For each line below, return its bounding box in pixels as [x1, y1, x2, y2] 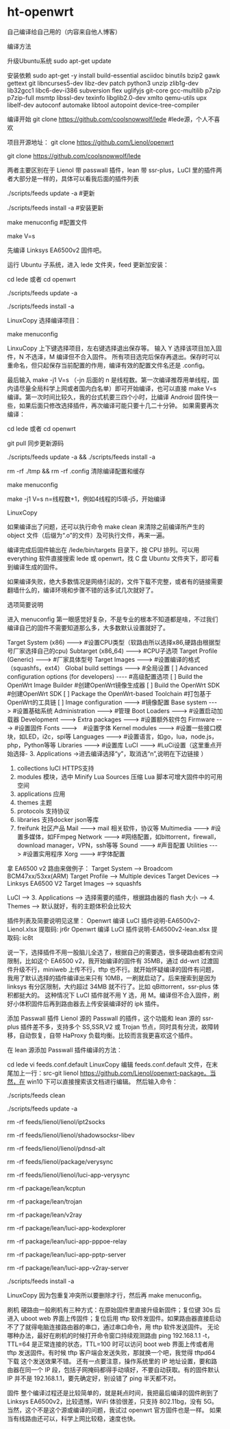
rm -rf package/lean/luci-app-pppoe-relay [7, 1237, 127, 1245]
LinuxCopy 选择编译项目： [7, 316, 81, 324]
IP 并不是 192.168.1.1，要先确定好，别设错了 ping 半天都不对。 [7, 1374, 180, 1382]
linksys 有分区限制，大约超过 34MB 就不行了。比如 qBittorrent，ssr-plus [7, 982, 212, 991]
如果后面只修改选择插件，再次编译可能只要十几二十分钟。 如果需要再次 [18, 401, 219, 410]
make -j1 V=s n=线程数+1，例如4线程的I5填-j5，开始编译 [7, 495, 166, 503]
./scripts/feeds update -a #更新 [7, 189, 95, 197]
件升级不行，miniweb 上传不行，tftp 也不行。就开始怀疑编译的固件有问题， [7, 965, 218, 973]
